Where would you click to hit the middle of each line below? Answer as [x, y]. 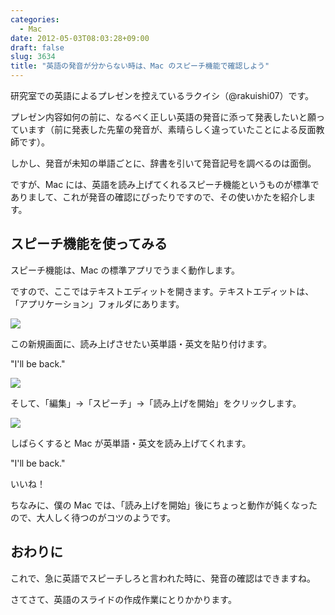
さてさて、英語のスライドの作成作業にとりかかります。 [123, 599]
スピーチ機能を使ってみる [89, 244]
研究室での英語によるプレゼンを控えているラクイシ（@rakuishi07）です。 [162, 95]
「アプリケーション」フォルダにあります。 [97, 303]
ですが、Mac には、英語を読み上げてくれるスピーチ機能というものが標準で [165, 184]
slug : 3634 [33, 57]
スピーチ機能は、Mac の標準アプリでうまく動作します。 [125, 270]
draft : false [37, 47]
